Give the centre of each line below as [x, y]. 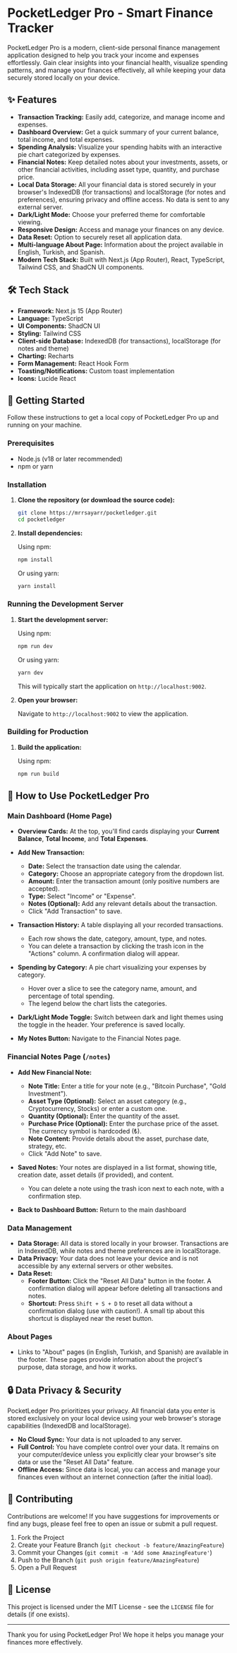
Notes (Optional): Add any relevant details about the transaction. [122, 904]
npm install [35, 560]
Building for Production [48, 731]
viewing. [30, 222]
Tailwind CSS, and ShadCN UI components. [81, 267]
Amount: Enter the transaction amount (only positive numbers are [124, 881]
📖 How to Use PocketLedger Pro [78, 796]
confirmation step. [55, 1196]
